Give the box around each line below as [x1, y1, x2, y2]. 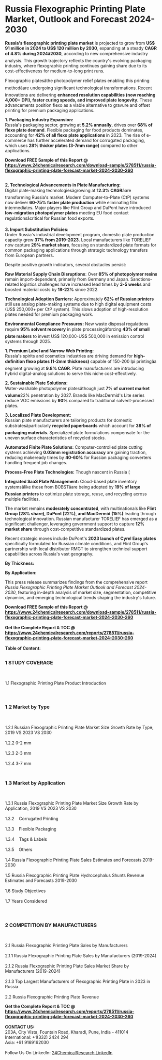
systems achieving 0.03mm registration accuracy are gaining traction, [5, 449, 147, 455]
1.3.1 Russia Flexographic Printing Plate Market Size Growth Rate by [5, 800, 139, 806]
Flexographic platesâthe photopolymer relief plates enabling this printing [5, 78, 150, 83]
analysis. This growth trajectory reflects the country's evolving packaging [5, 57, 152, 64]
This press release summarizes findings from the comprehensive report [5, 579, 148, 585]
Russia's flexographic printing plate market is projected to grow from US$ [5, 40, 155, 46]
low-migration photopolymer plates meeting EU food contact [5, 210, 129, 215]
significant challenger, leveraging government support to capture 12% [5, 521, 145, 527]
